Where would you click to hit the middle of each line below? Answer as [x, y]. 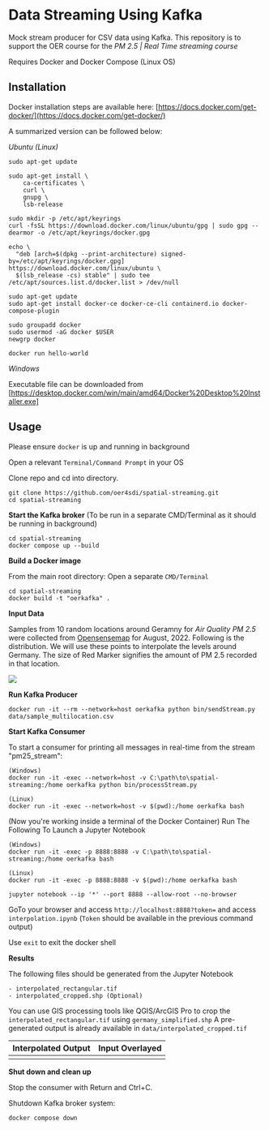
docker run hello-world [49, 353]
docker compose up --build [54, 545]
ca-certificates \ [54, 183]
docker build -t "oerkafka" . [60, 598]
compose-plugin [34, 311]
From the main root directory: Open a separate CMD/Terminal [109, 576]
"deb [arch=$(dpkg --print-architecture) [87, 254]
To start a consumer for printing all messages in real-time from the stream [132, 747]
